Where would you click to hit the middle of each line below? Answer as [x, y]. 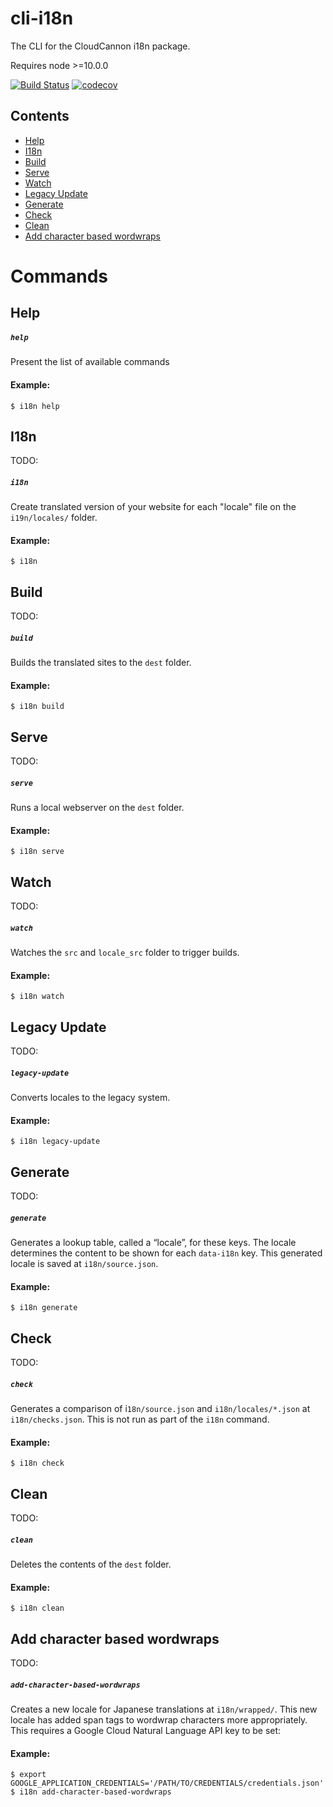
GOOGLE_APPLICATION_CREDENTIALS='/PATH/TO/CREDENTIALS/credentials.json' [167, 1783]
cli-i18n [42, 18]
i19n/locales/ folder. [54, 518]
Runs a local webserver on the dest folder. [97, 808]
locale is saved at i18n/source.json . [84, 1264]
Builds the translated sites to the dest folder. [101, 663]
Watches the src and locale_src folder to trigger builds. [125, 953]
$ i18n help [35, 406]
